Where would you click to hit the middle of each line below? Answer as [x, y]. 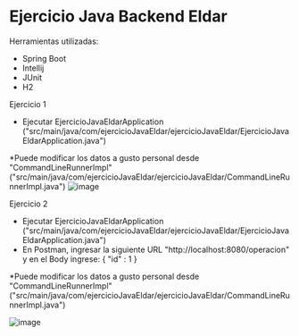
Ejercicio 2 [29, 204]
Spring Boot [44, 58]
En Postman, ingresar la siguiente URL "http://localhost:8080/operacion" [156, 249]
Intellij [33, 68]
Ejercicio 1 [28, 104]
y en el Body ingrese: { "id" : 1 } [79, 259]
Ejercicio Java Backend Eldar [118, 17]
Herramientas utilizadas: [54, 41]
